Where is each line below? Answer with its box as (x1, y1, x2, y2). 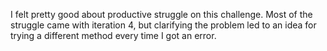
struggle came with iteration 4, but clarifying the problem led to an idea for (10, 19, 317, 31)
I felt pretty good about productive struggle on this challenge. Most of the (10, 9, 313, 20)
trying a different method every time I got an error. (10, 30, 217, 41)
